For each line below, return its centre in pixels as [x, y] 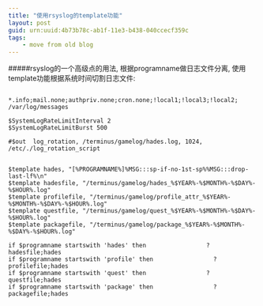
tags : [17, 38]
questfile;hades [35, 280]
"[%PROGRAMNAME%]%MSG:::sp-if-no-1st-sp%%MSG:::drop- [158, 170]
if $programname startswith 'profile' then [81, 259]
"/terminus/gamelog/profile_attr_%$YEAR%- [160, 197]
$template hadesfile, [44, 183]
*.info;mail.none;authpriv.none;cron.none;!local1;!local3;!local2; [123, 100]
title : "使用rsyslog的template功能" [66, 15]
